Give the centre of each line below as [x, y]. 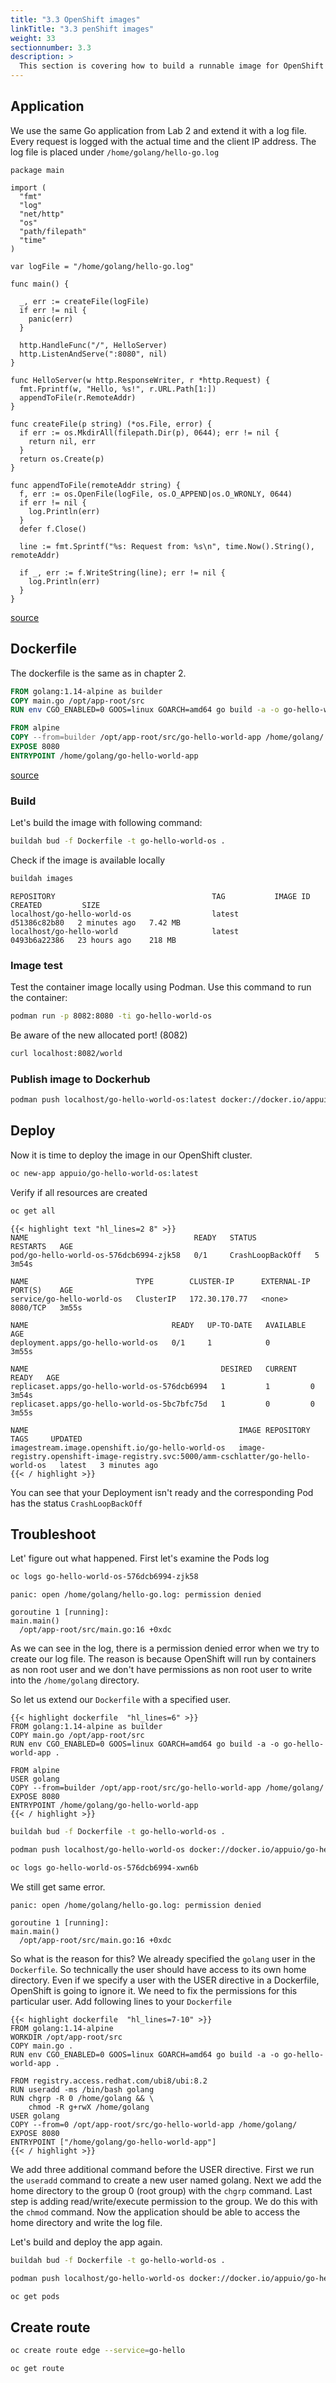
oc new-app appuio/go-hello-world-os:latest [104, 1173]
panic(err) [51, 319]
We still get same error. [58, 1887]
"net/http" [42, 214]
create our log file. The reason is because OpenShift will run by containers [163, 1659]
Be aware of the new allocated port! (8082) [99, 1035]
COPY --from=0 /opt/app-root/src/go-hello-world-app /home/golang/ [154, 2124]
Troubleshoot [53, 1534]
